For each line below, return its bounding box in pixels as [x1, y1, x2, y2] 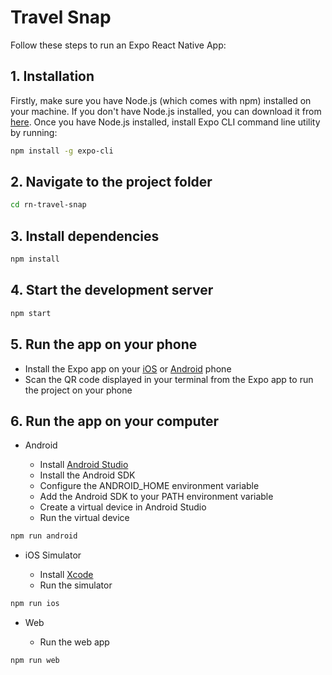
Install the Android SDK [39, 469, 136, 481]
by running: [10, 126, 58, 138]
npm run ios [10, 599, 60, 609]
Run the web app [39, 636, 110, 648]
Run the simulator [39, 579, 113, 591]
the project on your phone [24, 384, 133, 396]
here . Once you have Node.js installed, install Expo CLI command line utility [10, 116, 321, 128]
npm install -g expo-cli [10, 146, 114, 156]
